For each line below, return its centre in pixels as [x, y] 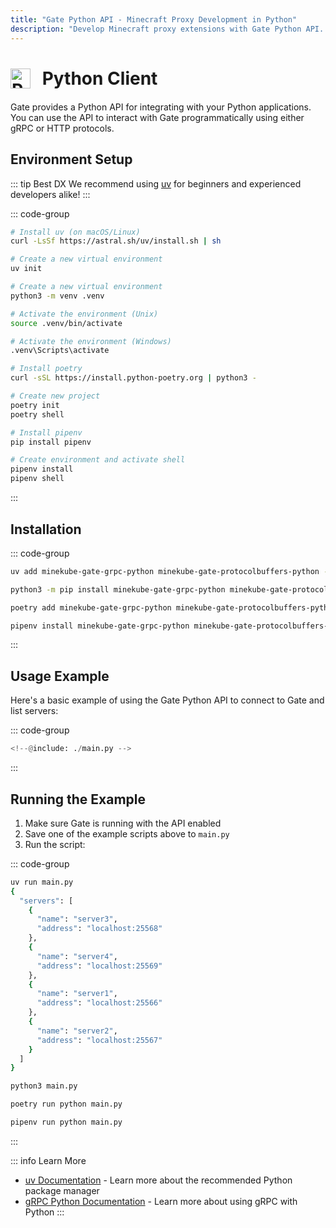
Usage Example [60, 676]
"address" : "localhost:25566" [99, 1003]
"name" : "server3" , [77, 919]
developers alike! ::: [50, 194]
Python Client [99, 78]
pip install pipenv [51, 442]
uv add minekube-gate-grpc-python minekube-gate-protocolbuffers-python [165, 571]
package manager [62, 1190]
